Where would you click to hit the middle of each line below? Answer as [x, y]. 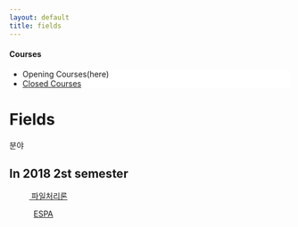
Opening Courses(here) [66, 74]
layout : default [39, 17]
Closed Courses [52, 83]
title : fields [36, 26]
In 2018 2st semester [69, 174]
